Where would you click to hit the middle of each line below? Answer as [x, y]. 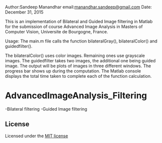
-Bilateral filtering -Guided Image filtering [46, 109]
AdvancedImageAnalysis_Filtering [76, 96]
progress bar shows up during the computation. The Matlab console [73, 71]
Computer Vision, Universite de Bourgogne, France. [57, 32]
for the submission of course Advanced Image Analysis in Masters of [74, 27]
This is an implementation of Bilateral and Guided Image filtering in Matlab [79, 21]
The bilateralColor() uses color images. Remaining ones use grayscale [75, 56]
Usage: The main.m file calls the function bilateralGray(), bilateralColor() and [81, 41]
